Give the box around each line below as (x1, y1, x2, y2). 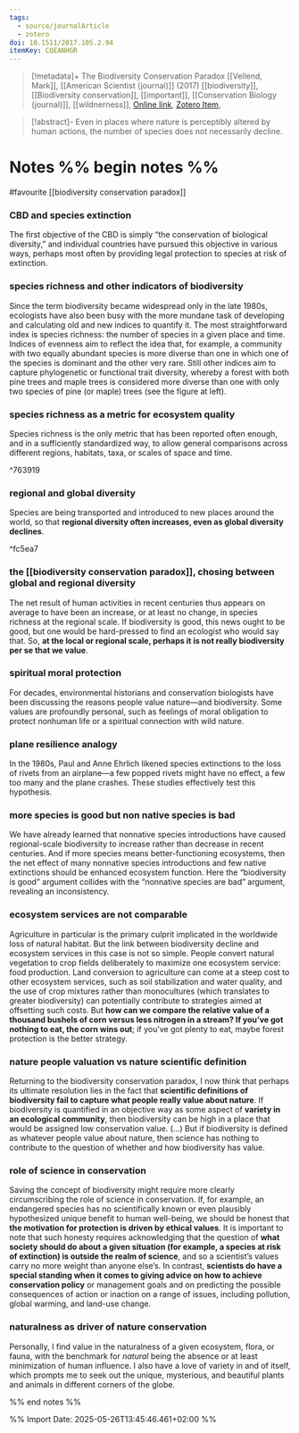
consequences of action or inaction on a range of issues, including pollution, (9, 1289, 291, 1300)
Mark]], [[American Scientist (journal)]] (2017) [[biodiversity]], (30, 80, 259, 91)
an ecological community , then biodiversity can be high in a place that (9, 1113, 270, 1125)
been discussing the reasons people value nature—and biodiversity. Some (9, 696, 283, 707)
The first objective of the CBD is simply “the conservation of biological (9, 229, 268, 240)
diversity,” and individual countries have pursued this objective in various (9, 238, 278, 250)
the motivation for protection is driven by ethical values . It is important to (9, 1222, 284, 1233)
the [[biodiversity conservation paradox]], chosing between (9, 566, 275, 579)
